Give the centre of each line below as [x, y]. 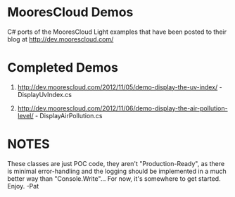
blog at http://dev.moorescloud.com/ [61, 39]
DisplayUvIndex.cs [45, 94]
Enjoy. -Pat [23, 186]
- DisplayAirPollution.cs [69, 115]
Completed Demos [63, 68]
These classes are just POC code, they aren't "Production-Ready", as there [116, 163]
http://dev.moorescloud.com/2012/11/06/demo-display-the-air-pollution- [122, 108]
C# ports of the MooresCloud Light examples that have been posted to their [117, 32]
